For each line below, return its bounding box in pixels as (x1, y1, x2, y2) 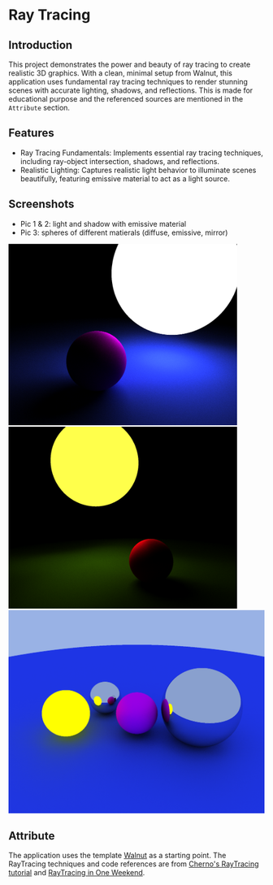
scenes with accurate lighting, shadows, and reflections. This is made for (8, 85, 253, 95)
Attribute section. (8, 103, 71, 112)
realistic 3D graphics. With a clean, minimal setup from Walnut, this (8, 68, 233, 78)
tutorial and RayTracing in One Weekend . (8, 868, 145, 878)
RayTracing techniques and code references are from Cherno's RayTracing (8, 859, 259, 869)
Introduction (8, 38, 73, 52)
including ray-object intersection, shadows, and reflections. (19, 156, 219, 166)
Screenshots (8, 197, 75, 211)
